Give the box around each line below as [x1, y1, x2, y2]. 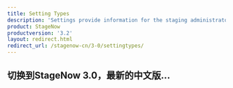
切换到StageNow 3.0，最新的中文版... [7, 70, 171, 82]
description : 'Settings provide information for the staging [7, 17, 188, 24]
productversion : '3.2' [7, 29, 73, 37]
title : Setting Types [7, 10, 70, 17]
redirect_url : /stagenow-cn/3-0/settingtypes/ [7, 42, 144, 49]
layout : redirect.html [7, 36, 73, 43]
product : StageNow [7, 23, 60, 30]
